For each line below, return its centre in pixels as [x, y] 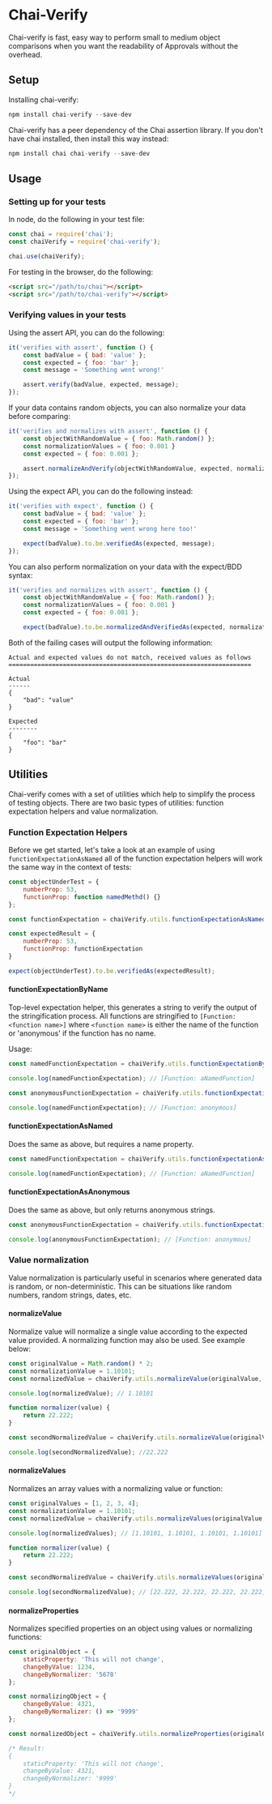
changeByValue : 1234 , [59, 1667]
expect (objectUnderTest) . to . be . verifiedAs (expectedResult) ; [112, 971]
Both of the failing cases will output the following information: [110, 643]
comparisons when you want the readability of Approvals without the [123, 45]
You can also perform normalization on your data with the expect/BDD [125, 566]
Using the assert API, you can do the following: [87, 332]
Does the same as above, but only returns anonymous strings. [112, 1210]
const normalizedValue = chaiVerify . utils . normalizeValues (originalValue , [137, 1518]
